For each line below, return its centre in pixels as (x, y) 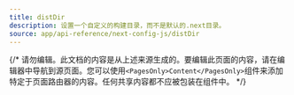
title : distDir (37, 17)
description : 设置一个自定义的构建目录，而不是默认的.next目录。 (117, 26)
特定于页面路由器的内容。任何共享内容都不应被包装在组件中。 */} (128, 82)
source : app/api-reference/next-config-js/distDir (104, 33)
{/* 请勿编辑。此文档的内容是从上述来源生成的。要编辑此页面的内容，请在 (143, 60)
